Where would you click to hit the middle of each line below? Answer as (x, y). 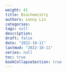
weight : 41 (17, 10)
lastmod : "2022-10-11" (29, 48)
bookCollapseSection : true (33, 62)
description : (19, 33)
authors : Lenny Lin (26, 19)
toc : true (16, 57)
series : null (19, 52)
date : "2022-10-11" (26, 43)
